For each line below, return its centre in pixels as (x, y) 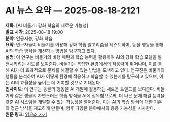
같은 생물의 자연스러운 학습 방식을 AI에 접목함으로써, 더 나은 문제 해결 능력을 (90, 95)
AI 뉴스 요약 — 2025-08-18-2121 (73, 10)
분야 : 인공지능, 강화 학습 (29, 38)
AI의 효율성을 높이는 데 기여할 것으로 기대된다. (56, 82)
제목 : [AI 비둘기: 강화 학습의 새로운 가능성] (47, 25)
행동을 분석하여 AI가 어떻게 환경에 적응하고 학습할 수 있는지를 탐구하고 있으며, (82, 76)
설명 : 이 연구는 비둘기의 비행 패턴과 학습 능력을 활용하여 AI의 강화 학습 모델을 (81, 57)
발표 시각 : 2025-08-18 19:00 (34, 32)
